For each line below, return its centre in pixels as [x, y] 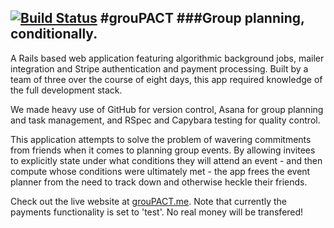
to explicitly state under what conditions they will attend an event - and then [166, 160]
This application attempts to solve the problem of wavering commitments [161, 139]
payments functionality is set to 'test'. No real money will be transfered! [157, 212]
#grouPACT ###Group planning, [202, 18]
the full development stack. [66, 90]
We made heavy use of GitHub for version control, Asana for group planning [167, 109]
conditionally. [54, 34]
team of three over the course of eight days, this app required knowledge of [166, 79]
